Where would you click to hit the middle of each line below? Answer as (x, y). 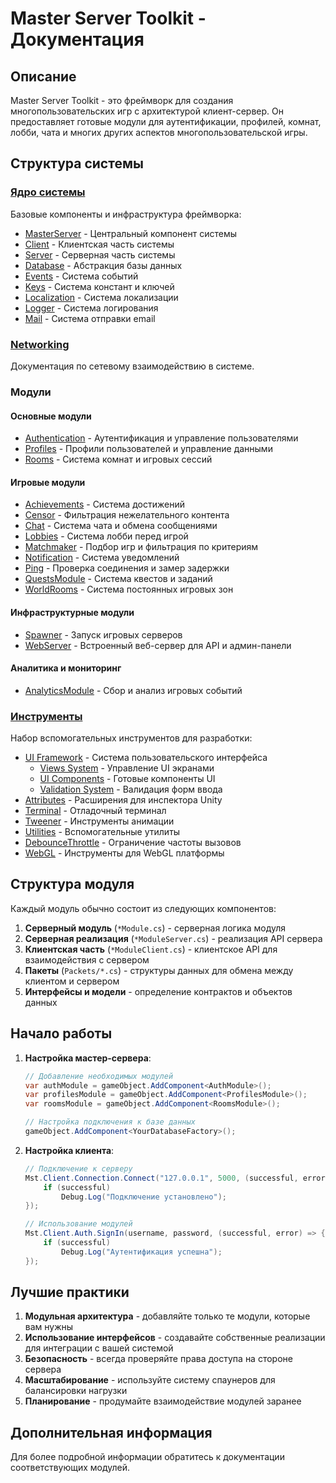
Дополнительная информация (111, 1432)
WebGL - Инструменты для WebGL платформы (124, 853)
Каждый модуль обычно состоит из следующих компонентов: (143, 908)
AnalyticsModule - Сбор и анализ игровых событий (133, 690)
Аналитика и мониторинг (66, 668)
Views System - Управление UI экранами (127, 768)
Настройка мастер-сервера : (88, 1058)
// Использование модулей (78, 1224)
